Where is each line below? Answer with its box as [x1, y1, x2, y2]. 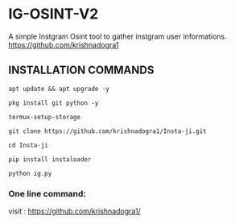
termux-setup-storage [8, 113, 81, 121]
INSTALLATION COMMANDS [8, 64, 155, 77]
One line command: [8, 188, 87, 199]
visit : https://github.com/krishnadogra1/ [8, 206, 141, 216]
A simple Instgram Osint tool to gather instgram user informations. [8, 31, 227, 41]
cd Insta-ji [8, 141, 48, 149]
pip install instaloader [8, 155, 92, 164]
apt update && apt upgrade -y [8, 85, 110, 93]
